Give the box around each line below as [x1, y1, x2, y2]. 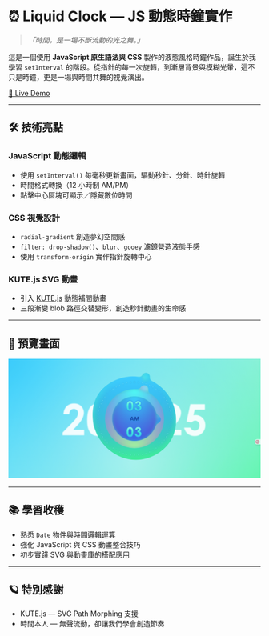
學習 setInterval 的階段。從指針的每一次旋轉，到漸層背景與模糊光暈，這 [8, 62, 248, 72]
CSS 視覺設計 [8, 212, 60, 223]
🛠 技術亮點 [8, 121, 64, 134]
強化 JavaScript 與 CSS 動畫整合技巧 [19, 539, 141, 549]
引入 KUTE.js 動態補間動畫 [19, 294, 106, 303]
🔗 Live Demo [8, 88, 50, 98]
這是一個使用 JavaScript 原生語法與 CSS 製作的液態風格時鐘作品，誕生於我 [8, 52, 256, 62]
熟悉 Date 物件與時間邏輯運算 [19, 530, 116, 539]
